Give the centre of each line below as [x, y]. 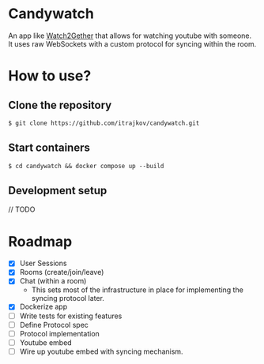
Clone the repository [60, 105]
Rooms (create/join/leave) [62, 272]
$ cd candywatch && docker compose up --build [86, 166]
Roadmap [40, 241]
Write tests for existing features [71, 316]
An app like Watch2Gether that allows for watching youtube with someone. [130, 36]
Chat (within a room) [53, 281]
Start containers [49, 148]
